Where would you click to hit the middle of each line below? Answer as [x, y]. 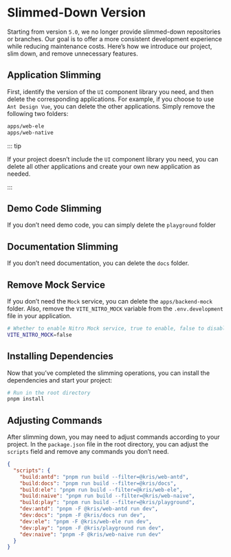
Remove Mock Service [56, 285]
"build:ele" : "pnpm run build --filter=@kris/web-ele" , [101, 490]
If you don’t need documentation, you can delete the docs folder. [98, 263]
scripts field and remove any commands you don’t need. [88, 452]
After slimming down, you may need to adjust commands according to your [113, 437]
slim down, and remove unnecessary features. [73, 54]
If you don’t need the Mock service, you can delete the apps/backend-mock [110, 301]
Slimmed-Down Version [77, 13]
